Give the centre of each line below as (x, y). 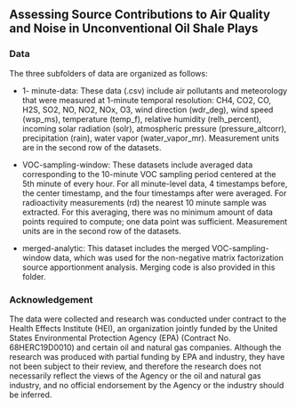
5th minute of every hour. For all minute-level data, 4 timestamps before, (155, 183)
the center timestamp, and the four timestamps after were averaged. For (154, 193)
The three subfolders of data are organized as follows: (108, 73)
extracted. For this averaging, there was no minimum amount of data (148, 212)
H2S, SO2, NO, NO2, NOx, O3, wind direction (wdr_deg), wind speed (148, 110)
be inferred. (31, 395)
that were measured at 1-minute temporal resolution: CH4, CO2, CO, (147, 100)
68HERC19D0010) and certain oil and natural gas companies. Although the (145, 347)
